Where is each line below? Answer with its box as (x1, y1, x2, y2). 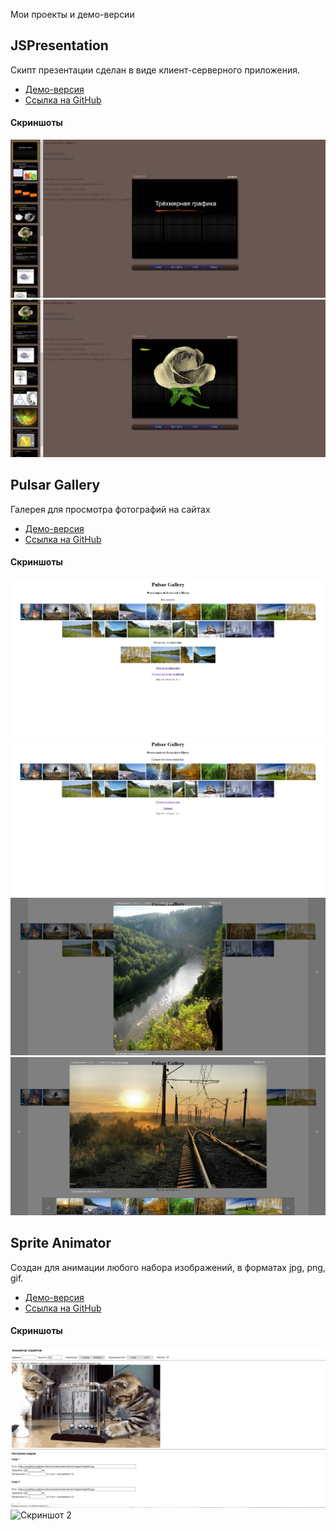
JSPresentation (10, 37, 109, 54)
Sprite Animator (10, 1235, 112, 1252)
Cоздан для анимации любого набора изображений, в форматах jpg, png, (10, 1261, 326, 1273)
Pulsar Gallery (10, 477, 101, 494)
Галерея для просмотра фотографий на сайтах (10, 503, 211, 515)
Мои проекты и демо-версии (10, 9, 135, 20)
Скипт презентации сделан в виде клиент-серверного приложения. (10, 64, 301, 76)
